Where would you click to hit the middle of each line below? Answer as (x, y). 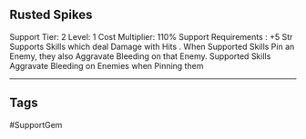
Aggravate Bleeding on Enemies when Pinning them (107, 65)
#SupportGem (36, 124)
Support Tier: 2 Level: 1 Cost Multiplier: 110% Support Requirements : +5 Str (151, 36)
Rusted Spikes (51, 15)
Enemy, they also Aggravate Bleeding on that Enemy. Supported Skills (140, 56)
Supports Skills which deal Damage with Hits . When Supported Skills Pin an (152, 46)
